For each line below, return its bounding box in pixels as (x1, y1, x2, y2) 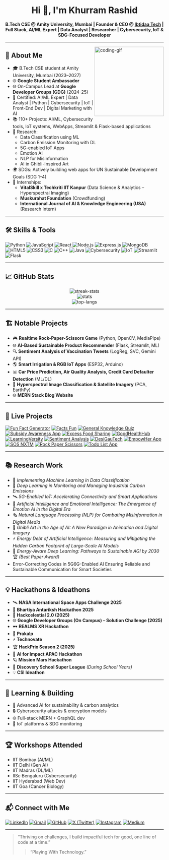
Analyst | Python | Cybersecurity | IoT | (12, 99, 94, 105)
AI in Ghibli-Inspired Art (20, 161, 69, 167)
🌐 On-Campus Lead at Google (12, 83, 76, 89)
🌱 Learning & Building (5, 689, 74, 698)
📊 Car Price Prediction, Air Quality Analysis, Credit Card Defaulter (12, 369, 154, 375)
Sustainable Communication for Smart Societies (12, 566, 112, 572)
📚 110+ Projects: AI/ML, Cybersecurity (12, 116, 93, 122)
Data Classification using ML (20, 134, 79, 140)
